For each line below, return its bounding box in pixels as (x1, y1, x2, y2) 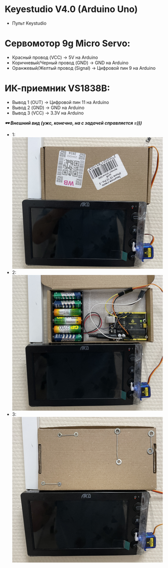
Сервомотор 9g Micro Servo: (5, 38, 131, 49)
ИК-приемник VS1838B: (5, 83, 110, 94)
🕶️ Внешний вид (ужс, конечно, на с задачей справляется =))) (5, 120, 142, 126)
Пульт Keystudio (12, 20, 47, 26)
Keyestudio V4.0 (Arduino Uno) (5, 4, 138, 15)
